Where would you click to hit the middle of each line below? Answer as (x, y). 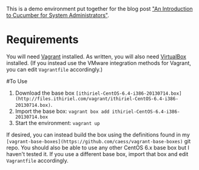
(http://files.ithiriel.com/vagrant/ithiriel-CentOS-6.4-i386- (97, 99)
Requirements (42, 40)
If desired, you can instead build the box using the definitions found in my (98, 134)
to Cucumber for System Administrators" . (58, 15)
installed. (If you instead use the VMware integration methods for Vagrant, (99, 63)
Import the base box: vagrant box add (62, 111)
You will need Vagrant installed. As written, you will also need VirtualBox (96, 56)
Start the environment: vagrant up (57, 123)
